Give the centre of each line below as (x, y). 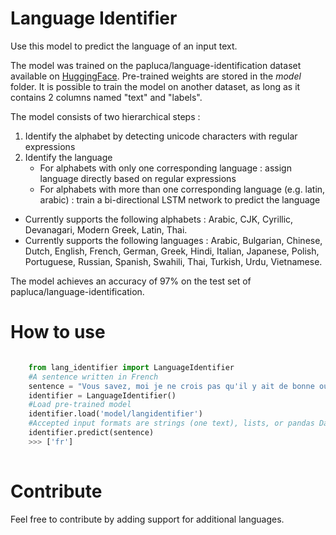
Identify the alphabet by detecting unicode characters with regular (161, 136)
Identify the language (68, 157)
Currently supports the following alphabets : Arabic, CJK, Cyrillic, (159, 219)
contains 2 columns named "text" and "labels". (106, 97)
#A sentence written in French (93, 377)
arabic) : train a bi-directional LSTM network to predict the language (180, 199)
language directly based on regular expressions (138, 178)
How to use (58, 332)
